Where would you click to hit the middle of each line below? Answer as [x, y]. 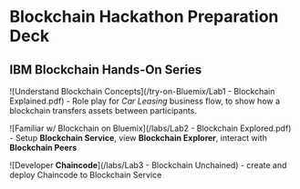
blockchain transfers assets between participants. [103, 110]
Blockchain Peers [43, 148]
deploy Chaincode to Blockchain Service [86, 175]
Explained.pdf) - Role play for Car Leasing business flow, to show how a [145, 101]
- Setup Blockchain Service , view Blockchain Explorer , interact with [138, 138]
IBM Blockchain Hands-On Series [106, 70]
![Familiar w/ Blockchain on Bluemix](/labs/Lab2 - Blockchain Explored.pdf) [150, 128]
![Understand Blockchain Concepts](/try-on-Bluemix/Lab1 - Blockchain [142, 91]
